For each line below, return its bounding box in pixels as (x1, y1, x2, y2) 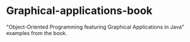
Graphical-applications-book (6, 4, 153, 17)
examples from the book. (6, 29, 67, 36)
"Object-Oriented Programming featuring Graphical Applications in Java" (6, 23, 185, 30)
